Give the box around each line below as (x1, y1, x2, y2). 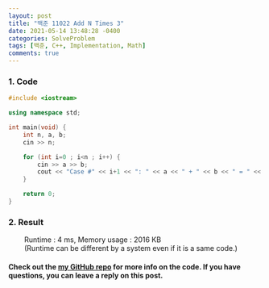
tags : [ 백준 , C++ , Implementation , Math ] (8, 42, 147, 50)
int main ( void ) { (8, 123, 67, 131)
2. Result (8, 216, 44, 227)
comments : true (8, 49, 60, 57)
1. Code (8, 76, 39, 87)
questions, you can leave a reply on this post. (8, 270, 163, 280)
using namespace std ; (8, 109, 81, 117)
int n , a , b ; (23, 131, 67, 139)
